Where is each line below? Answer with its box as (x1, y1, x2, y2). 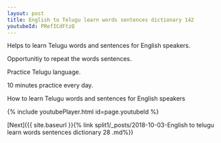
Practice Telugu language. (7, 68, 81, 76)
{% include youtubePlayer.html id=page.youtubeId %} (7, 107, 159, 116)
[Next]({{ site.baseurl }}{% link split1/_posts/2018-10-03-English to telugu (7, 121, 214, 129)
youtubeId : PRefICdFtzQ (7, 23, 75, 29)
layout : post (7, 10, 44, 17)
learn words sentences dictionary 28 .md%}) (7, 128, 133, 137)
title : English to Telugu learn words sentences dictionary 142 (7, 16, 194, 23)
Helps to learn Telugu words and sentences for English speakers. (7, 42, 191, 50)
